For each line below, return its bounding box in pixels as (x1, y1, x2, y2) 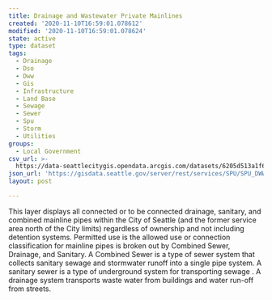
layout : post (8, 177, 53, 186)
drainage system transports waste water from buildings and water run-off (8, 275, 254, 285)
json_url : (8, 170, 42, 178)
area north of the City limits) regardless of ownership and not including (8, 223, 244, 233)
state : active (8, 34, 57, 43)
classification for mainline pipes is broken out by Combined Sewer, (8, 240, 231, 251)
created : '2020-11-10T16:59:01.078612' (8, 19, 143, 27)
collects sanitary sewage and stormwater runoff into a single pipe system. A (8, 258, 261, 268)
